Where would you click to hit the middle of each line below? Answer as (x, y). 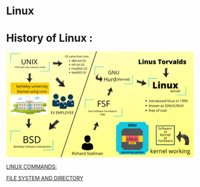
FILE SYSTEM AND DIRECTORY (45, 178)
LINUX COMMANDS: (32, 166)
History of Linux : (50, 38)
